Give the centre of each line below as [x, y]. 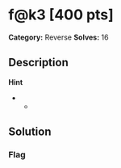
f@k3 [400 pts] [61, 15]
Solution [30, 132]
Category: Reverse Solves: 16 [58, 37]
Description [38, 63]
